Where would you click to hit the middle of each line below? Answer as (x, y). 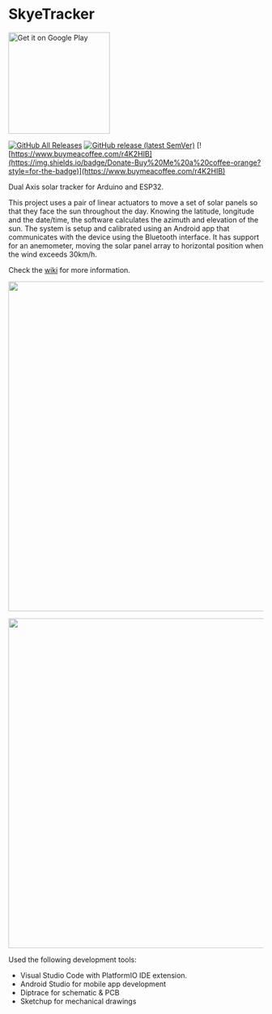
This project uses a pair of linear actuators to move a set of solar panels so (133, 202)
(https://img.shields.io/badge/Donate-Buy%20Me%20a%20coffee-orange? (135, 162)
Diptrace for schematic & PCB (70, 992)
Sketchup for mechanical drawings (78, 1001)
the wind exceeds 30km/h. (53, 254)
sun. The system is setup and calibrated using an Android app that (119, 228)
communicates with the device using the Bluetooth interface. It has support (134, 237)
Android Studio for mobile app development (93, 984)
